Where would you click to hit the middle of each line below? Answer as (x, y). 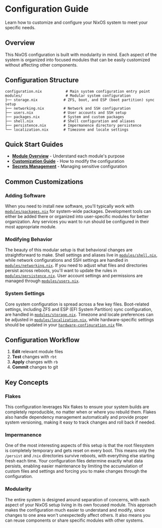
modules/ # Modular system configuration (68, 96)
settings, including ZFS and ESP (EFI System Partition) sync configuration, (79, 309)
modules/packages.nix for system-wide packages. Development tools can (78, 211)
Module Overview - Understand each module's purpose (68, 156)
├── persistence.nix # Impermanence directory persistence (73, 125)
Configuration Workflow (42, 340)
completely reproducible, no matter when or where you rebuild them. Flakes (81, 412)
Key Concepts (27, 382)
